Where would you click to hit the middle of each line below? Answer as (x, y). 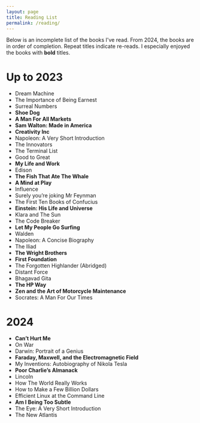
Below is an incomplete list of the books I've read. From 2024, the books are (100, 40)
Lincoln (24, 377)
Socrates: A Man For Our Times (54, 298)
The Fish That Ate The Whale (51, 176)
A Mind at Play (33, 183)
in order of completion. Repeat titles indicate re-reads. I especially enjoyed (98, 46)
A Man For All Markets (43, 119)
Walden (24, 234)
